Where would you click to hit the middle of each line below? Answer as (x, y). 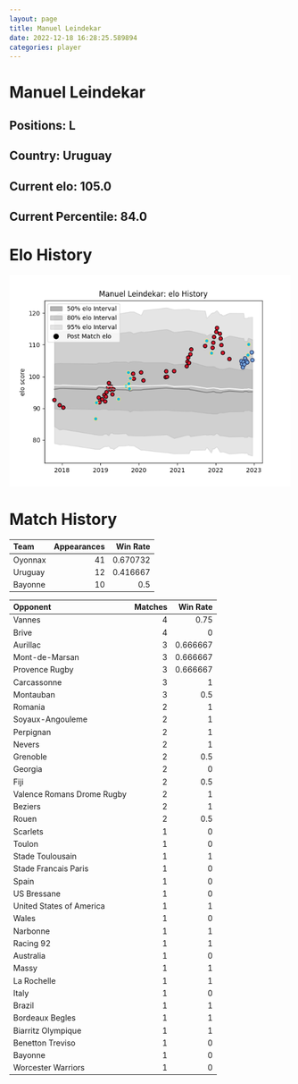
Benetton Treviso (44, 1043)
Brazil (23, 1005)
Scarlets (28, 831)
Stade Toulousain (45, 856)
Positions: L (42, 125)
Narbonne (32, 931)
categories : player (46, 47)
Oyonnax (29, 560)
